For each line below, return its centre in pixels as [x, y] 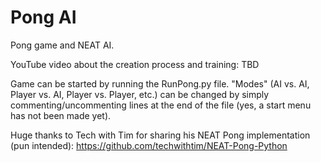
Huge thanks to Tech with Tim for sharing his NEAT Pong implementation [160, 135]
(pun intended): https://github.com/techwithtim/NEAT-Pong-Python [149, 145]
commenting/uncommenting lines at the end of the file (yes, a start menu [161, 105]
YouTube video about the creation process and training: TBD [135, 64]
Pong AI [43, 17]
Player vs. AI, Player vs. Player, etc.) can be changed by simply [140, 94]
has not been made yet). [61, 115]
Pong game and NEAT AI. [62, 45]
